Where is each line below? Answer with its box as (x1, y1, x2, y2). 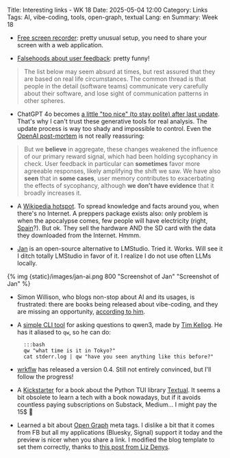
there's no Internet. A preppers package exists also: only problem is (16, 209, 209, 217)
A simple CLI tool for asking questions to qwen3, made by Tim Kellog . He (16, 321, 222, 328)
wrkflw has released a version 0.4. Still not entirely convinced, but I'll (16, 365, 212, 373)
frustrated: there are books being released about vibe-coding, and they (16, 300, 218, 308)
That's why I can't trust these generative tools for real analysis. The (16, 117, 207, 125)
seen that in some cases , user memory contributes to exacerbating (23, 174, 215, 182)
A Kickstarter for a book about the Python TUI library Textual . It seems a (16, 386, 220, 394)
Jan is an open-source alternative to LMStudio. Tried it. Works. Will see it (16, 245, 223, 252)
